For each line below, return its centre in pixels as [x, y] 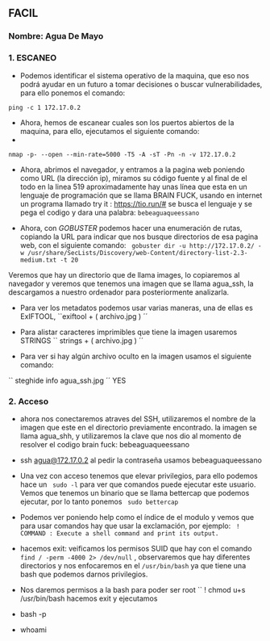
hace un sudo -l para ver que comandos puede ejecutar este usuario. [138, 484]
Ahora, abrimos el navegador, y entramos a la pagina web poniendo [132, 170]
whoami [33, 630]
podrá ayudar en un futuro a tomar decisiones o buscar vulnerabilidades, [141, 84]
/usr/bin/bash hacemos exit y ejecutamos [89, 598]
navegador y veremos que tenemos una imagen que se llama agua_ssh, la [131, 283]
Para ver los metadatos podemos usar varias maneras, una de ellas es [137, 308]
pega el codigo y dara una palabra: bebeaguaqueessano [110, 212]
